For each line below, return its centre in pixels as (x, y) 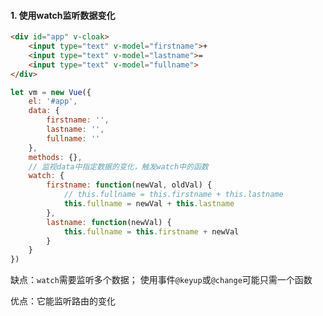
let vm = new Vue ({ (51, 92)
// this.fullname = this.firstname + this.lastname (173, 195)
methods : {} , (55, 157)
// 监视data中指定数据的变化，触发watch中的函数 (118, 166)
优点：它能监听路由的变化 (63, 301)
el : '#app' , (53, 101)
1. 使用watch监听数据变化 (63, 15)
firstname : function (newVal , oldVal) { (129, 185)
